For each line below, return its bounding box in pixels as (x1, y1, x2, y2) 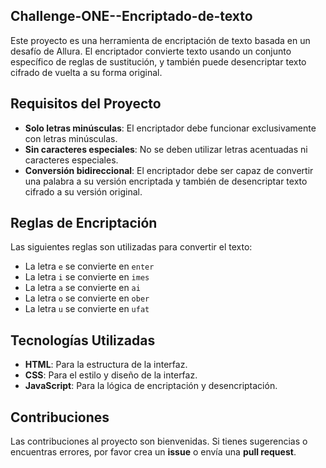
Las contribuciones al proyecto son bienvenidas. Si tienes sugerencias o (10, 435, 308, 448)
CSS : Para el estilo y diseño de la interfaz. (24, 369, 198, 381)
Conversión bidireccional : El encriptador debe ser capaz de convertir (24, 164, 314, 176)
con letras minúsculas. (24, 132, 118, 144)
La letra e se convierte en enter (24, 260, 155, 273)
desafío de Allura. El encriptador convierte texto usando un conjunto (10, 45, 292, 57)
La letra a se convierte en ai (24, 282, 141, 294)
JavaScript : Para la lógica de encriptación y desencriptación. (24, 380, 278, 392)
